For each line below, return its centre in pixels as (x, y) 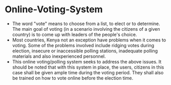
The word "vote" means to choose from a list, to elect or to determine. (86, 24)
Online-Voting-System (54, 9)
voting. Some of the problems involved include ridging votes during (83, 45)
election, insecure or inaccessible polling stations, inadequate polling (85, 51)
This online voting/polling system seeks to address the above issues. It (87, 61)
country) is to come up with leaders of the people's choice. (74, 34)
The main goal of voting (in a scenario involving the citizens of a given (86, 29)
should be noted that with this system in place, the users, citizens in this (88, 67)
